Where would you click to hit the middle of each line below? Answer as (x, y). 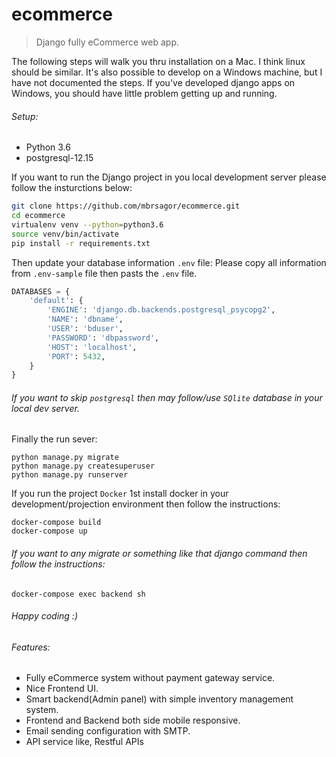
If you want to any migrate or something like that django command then (159, 554)
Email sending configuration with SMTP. (108, 731)
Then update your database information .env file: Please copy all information (169, 262)
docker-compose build (56, 523)
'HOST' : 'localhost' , (92, 347)
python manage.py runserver (70, 475)
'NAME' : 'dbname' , (85, 319)
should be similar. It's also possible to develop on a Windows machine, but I (167, 72)
